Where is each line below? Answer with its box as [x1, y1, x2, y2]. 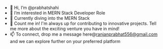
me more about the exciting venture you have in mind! [9, 26, 120, 32]
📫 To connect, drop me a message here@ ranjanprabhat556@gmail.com [9, 31, 158, 37]
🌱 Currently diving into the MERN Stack [9, 15, 90, 21]
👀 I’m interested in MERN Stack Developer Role [9, 10, 105, 16]
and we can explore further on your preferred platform [9, 39, 121, 44]
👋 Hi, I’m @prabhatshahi [9, 5, 59, 10]
